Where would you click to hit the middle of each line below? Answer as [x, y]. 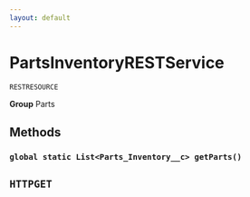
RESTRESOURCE [34, 87]
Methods [35, 132]
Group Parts [33, 103]
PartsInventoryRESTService [117, 62]
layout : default [40, 18]
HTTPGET [31, 184]
